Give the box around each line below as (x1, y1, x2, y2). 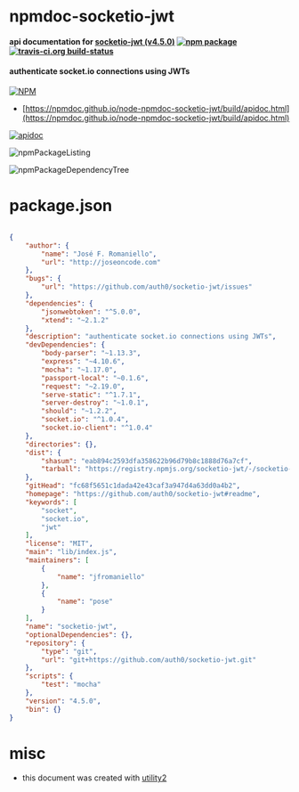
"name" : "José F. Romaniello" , (41, 249, 158, 258)
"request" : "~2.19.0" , (41, 381, 125, 391)
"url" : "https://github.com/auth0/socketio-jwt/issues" (41, 282, 253, 291)
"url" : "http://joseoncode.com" (41, 257, 162, 266)
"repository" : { (25, 639, 86, 648)
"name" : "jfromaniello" (56, 572, 145, 581)
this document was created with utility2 (21, 772, 167, 783)
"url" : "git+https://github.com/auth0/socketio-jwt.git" (41, 655, 256, 665)
